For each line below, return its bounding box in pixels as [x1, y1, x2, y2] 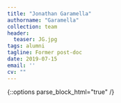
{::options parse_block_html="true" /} [7, 88, 115, 96]
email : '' [7, 62, 36, 69]
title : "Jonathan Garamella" [7, 10, 92, 17]
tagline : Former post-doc [7, 49, 82, 56]
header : [7, 29, 30, 37]
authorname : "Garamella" [7, 17, 79, 24]
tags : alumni [7, 42, 45, 49]
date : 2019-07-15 [7, 56, 58, 63]
